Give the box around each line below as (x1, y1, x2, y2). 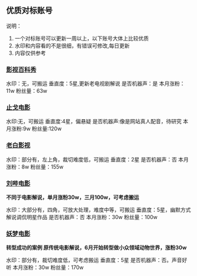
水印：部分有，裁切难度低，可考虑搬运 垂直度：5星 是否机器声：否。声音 (6, 257, 182, 264)
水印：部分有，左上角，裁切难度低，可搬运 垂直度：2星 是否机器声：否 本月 (6, 156, 189, 163)
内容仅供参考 (14, 49, 46, 56)
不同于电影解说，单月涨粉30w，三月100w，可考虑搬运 (6, 194, 139, 201)
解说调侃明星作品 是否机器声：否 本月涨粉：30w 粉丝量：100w (6, 214, 158, 220)
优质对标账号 (6, 5, 53, 16)
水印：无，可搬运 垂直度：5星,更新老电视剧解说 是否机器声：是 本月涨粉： (6, 80, 185, 87)
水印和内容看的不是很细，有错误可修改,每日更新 (14, 42, 130, 49)
